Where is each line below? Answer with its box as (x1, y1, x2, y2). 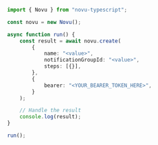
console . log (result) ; (19, 114, 81, 120)
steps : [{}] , (43, 63, 81, 70)
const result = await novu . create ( (19, 38, 122, 44)
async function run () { (7, 31, 76, 38)
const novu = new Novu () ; (7, 18, 81, 25)
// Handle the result (19, 107, 81, 114)
